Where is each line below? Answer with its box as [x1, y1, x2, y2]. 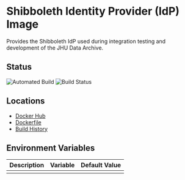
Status [6, 62, 32, 72]
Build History [15, 125, 48, 132]
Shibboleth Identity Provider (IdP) [6, 4, 180, 18]
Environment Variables [6, 143, 95, 153]
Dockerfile [15, 118, 42, 126]
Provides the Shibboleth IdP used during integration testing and [6, 37, 166, 45]
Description [9, 161, 45, 170]
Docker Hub [15, 112, 46, 119]
